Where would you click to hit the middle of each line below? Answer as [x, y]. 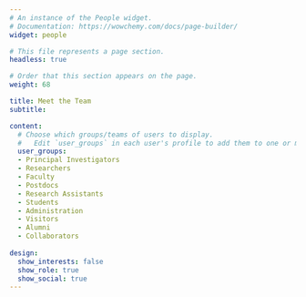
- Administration [51, 210]
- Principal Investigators [69, 160]
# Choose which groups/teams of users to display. [116, 134]
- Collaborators [48, 236]
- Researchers [44, 169]
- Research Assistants [61, 194]
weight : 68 [30, 85]
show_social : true [53, 279]
